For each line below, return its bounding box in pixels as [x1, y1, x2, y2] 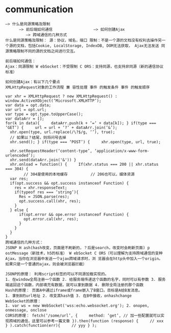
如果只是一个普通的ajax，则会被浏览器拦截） [5, 261, 87, 267]
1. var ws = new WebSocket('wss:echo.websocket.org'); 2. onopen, [5, 303, 150, 308]
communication [5, 4, 74, 15]
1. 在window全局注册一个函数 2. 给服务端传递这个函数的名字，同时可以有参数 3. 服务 [5, 277, 166, 282]
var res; [10, 176, 29, 181]
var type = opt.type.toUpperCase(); [5, 112, 83, 117]
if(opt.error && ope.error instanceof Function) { [18, 212, 129, 217]
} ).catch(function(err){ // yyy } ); [5, 323, 97, 328]
